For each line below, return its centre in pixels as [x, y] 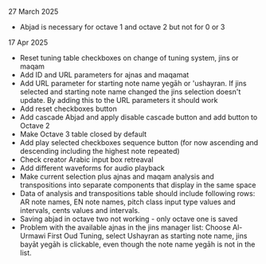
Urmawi [33, 236]
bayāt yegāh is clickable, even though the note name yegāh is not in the [137, 244]
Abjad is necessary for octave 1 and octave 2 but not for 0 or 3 [122, 27]
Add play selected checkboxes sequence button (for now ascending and [139, 142]
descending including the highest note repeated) [100, 151]
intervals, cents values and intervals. [80, 210]
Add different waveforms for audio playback [92, 168]
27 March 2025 [33, 12]
